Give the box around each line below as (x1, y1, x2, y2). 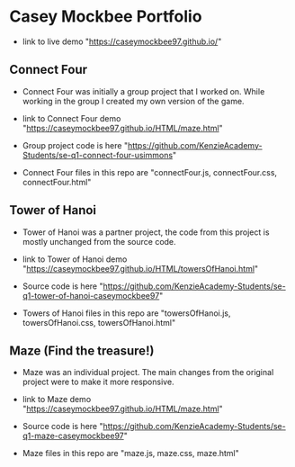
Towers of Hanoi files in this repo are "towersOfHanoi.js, (22, 308, 231, 319)
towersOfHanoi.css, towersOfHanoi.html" (22, 317, 176, 328)
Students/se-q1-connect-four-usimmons (22, 149, 174, 160)
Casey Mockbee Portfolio (9, 6, 202, 27)
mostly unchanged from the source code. (22, 236, 177, 247)
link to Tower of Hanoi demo (22, 254, 128, 265)
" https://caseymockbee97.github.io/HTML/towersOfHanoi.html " (22, 263, 259, 274)
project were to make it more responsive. (22, 376, 174, 388)
